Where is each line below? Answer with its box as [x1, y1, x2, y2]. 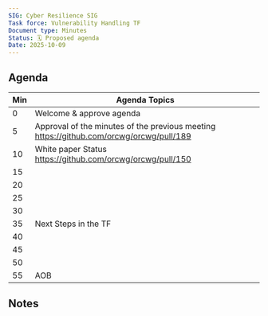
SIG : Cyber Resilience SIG [8, 11, 98, 20]
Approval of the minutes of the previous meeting [34, 120, 216, 131]
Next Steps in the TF [34, 218, 112, 229]
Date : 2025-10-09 [8, 41, 66, 49]
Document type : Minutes [8, 26, 88, 34]
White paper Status [34, 143, 108, 154]
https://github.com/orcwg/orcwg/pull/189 [34, 131, 191, 142]
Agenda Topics [116, 94, 175, 105]
